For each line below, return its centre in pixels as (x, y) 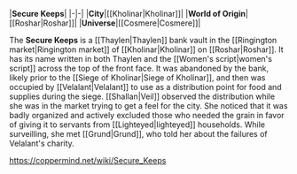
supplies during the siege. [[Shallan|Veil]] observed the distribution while (142, 96)
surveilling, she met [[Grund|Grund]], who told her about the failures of (138, 134)
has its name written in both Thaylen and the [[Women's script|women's (141, 59)
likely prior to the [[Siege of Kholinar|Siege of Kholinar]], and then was (137, 78)
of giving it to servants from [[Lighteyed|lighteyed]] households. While (137, 125)
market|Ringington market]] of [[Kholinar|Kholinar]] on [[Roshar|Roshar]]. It (146, 49)
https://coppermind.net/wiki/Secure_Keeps (88, 160)
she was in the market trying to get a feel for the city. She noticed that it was (148, 106)
